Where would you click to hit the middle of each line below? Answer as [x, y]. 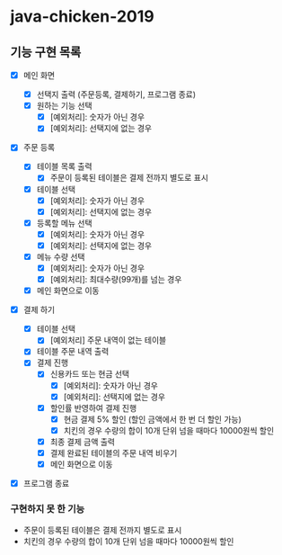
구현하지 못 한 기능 [48, 508]
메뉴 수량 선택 [61, 256]
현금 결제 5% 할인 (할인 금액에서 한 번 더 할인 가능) [152, 419]
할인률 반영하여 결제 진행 [93, 407]
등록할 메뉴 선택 [64, 223]
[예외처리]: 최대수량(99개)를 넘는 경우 [116, 279]
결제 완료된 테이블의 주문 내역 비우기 [114, 452]
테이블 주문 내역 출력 [73, 352]
